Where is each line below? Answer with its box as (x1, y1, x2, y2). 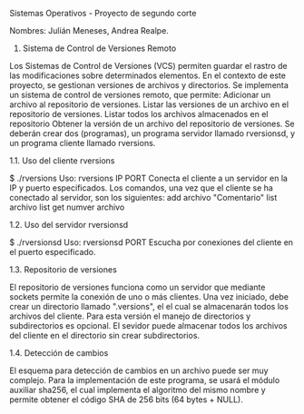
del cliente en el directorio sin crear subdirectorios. (9, 330, 201, 340)
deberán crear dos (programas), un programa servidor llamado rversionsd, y (9, 128, 296, 139)
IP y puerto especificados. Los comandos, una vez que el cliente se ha (9, 182, 274, 193)
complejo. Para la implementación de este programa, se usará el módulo (9, 375, 280, 385)
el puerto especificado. (9, 247, 97, 257)
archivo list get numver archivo (9, 202, 125, 212)
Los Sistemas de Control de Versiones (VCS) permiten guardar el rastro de (9, 61, 288, 71)
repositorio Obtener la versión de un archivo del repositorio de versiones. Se (9, 118, 295, 129)
